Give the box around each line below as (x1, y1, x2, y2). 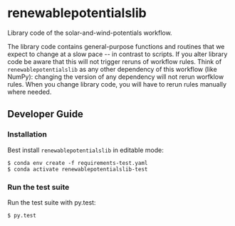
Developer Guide (7, 108, 84, 120)
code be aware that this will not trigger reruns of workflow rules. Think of (7, 57, 222, 65)
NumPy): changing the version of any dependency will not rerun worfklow (7, 72, 224, 81)
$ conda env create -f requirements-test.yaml (7, 159, 148, 166)
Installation (7, 129, 48, 139)
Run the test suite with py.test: (7, 198, 96, 207)
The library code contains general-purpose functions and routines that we (7, 42, 225, 50)
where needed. (7, 87, 52, 96)
